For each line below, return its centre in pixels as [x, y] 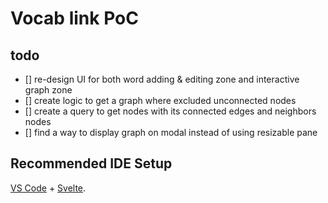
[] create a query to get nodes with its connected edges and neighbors [170, 111]
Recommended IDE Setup [91, 163]
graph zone [48, 90]
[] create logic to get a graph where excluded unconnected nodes [160, 100]
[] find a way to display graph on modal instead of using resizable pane [171, 132]
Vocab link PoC [74, 18]
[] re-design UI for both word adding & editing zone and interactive [162, 79]
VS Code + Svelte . [48, 188]
